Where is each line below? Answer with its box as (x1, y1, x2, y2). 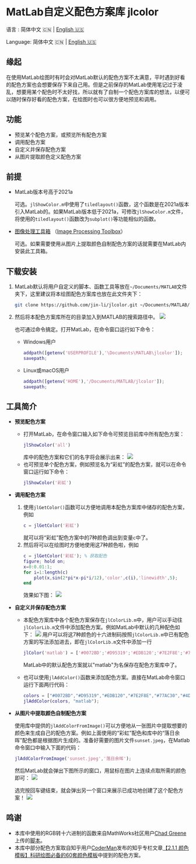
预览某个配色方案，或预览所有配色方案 (14, 131, 107, 138)
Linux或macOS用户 (23, 366, 69, 373)
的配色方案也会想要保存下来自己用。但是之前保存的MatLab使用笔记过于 (6, 81, 178, 88)
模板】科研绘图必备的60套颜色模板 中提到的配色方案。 (14, 851, 144, 858)
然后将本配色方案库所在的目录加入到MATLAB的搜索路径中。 (14, 314, 159, 321)
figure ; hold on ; (23, 558, 66, 564)
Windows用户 (23, 338, 57, 345)
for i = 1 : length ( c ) (23, 569, 68, 575)
